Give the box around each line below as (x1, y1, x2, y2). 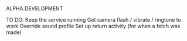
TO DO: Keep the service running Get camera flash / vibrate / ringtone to (6, 16, 182, 23)
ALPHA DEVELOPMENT (6, 5, 63, 12)
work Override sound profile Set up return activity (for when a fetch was (6, 23, 181, 29)
